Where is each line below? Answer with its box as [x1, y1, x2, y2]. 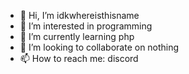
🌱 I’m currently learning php [19, 31, 135, 42]
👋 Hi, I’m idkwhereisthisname [19, 10, 140, 21]
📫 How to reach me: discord [19, 53, 139, 64]
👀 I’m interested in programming [19, 20, 153, 32]
